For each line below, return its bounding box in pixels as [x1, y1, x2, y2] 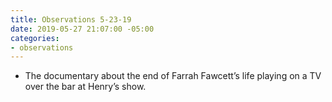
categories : [10, 33, 60, 43]
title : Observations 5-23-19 [10, 14, 132, 25]
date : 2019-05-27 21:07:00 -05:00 [10, 24, 155, 34]
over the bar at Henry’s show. [24, 81, 147, 93]
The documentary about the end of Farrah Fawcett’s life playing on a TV [24, 70, 322, 82]
